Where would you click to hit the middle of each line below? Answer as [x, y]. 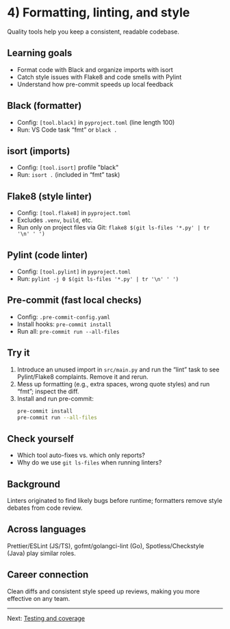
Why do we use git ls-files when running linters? [89, 463]
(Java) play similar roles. [42, 553]
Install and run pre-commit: [55, 398]
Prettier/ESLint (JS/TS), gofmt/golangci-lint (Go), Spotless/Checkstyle [105, 545]
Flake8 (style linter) [50, 196]
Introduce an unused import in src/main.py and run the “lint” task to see [118, 369]
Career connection [48, 575]
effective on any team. [39, 598]
